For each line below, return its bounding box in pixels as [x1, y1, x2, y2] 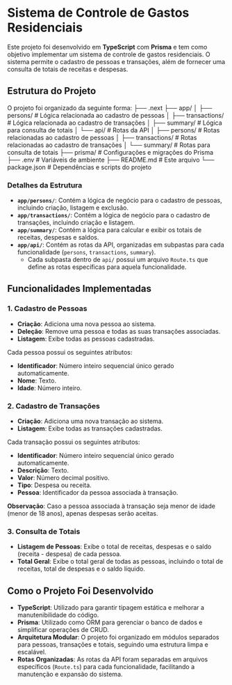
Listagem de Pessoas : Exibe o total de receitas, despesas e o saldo [17, 542, 212, 551]
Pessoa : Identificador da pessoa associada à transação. [17, 488, 179, 497]
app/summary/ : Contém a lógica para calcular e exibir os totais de [17, 226, 202, 234]
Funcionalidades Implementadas [7, 283, 151, 295]
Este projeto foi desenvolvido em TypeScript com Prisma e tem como [7, 43, 208, 51]
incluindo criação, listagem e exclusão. [17, 203, 129, 212]
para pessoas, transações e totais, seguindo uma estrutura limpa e [17, 640, 208, 649]
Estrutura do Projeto [7, 85, 97, 97]
